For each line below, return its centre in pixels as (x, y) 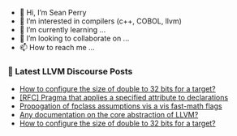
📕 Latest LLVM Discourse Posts (70, 71)
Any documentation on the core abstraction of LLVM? (109, 115)
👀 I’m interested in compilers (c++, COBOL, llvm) (100, 21)
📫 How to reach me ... (57, 47)
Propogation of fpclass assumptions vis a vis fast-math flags (121, 106)
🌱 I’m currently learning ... (62, 30)
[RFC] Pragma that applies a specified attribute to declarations (124, 98)
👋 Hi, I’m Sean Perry (53, 13)
